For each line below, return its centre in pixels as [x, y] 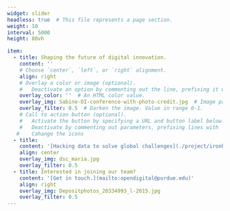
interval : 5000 [29, 32]
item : [15, 51]
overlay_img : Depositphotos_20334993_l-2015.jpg [90, 191]
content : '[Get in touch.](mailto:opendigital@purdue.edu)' [107, 178]
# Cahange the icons [50, 134]
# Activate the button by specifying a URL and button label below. [122, 121]
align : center [39, 153]
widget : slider [29, 13]
